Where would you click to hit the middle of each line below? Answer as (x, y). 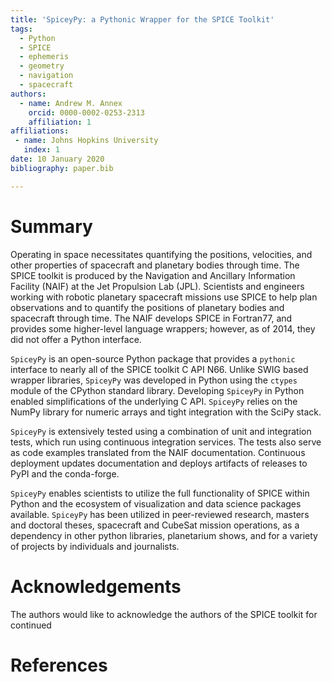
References (59, 665)
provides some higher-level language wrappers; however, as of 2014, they (163, 328)
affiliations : (40, 131)
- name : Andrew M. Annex (71, 103)
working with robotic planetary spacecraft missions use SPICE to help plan (164, 297)
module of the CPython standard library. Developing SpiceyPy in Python (157, 390)
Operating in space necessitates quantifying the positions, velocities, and (161, 254)
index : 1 (41, 150)
